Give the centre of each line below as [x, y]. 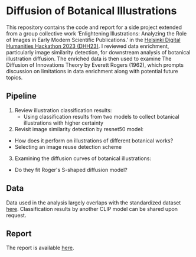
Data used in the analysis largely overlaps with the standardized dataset [94, 203]
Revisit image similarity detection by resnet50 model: [79, 129]
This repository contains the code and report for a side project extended [94, 27]
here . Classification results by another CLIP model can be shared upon [92, 209]
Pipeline [22, 96]
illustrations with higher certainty [63, 123]
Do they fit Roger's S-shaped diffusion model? [71, 170]
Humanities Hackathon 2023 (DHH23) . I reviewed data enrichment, [88, 46]
